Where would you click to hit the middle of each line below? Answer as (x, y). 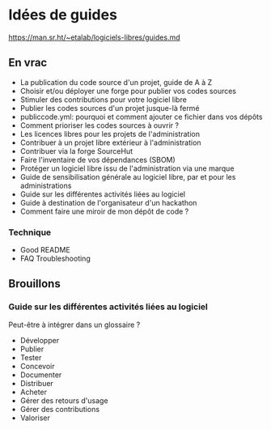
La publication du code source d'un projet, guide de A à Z (116, 82)
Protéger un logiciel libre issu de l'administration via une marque (127, 168)
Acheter (33, 392)
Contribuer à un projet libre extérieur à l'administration (110, 142)
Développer (39, 340)
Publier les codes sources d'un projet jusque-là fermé (110, 108)
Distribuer (37, 383)
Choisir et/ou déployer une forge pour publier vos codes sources (128, 91)
